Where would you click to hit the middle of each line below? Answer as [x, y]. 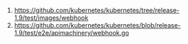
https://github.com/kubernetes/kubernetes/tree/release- [96, 10]
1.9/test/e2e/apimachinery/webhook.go [72, 33]
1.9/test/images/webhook [51, 18]
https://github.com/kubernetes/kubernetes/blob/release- [97, 25]
